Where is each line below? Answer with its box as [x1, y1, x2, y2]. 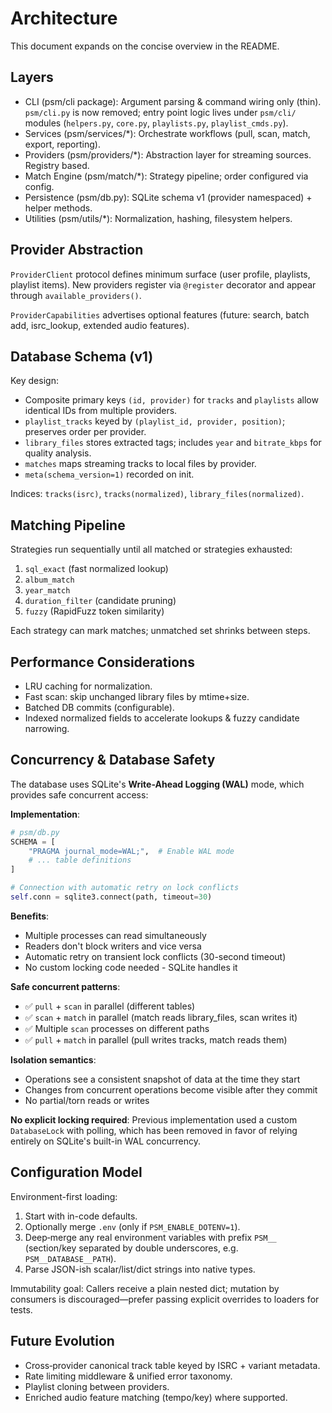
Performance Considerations [10, 653, 195, 671]
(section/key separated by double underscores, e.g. [24, 1242, 239, 1254]
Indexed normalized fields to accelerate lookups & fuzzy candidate [24, 712, 300, 724]
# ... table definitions [28, 855, 132, 866]
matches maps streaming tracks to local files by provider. [24, 458, 257, 470]
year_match [24, 586, 71, 596]
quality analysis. [24, 447, 92, 459]
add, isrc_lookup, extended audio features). [10, 319, 190, 331]
